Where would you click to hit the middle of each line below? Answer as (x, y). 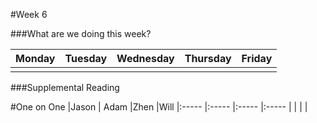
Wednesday (145, 58)
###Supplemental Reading (65, 87)
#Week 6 (29, 14)
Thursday (208, 58)
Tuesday (86, 58)
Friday (257, 58)
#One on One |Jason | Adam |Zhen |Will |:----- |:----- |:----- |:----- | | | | (159, 107)
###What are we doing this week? (81, 33)
